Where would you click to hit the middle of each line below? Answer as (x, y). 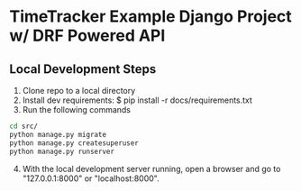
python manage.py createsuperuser (74, 143)
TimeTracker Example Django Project (151, 17)
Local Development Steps (83, 69)
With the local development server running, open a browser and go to (151, 168)
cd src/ (24, 126)
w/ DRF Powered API (87, 36)
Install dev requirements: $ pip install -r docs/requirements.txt (137, 100)
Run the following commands (76, 109)
